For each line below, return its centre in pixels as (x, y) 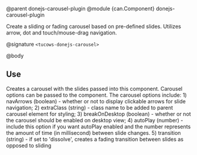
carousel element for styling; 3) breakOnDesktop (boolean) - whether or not (98, 114)
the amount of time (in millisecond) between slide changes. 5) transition (94, 132)
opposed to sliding (29, 145)
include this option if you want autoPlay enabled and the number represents (98, 126)
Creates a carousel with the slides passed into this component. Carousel (94, 88)
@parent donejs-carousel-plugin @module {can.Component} (80, 9)
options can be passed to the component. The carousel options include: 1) (97, 95)
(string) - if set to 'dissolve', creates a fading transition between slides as (95, 139)
